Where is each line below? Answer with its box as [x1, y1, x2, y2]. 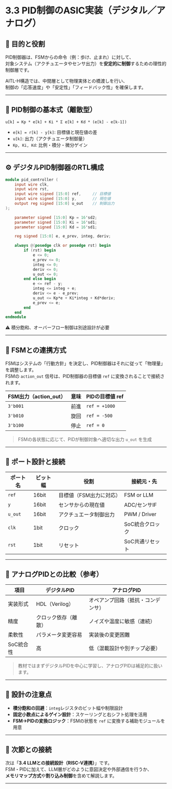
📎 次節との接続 [5, 745, 52, 754]
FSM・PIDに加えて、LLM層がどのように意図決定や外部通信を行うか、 [5, 766, 152, 773]
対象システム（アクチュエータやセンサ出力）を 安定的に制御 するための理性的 [5, 61, 166, 67]
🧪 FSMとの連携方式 [5, 346, 67, 354]
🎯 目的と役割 [5, 40, 45, 48]
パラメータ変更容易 [36, 631, 82, 638]
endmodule [5, 314, 27, 320]
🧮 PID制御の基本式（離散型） [5, 106, 97, 114]
